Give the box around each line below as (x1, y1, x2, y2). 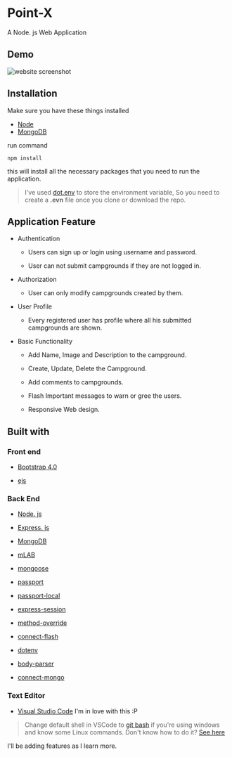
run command (7, 141, 48, 149)
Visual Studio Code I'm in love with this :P (17, 706, 138, 715)
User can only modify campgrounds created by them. (27, 289, 183, 297)
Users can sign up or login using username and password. (27, 248, 198, 257)
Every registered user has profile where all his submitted (27, 316, 192, 325)
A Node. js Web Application (7, 28, 86, 37)
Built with (7, 425, 50, 437)
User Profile (17, 302, 53, 311)
